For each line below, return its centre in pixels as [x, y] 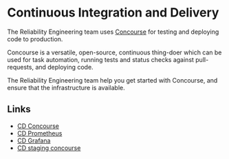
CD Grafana [34, 140]
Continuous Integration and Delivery [113, 13]
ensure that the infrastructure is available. [66, 87]
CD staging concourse [49, 148]
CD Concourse [38, 126]
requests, [21, 67]
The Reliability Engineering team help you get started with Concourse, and [112, 80]
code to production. [35, 39]
